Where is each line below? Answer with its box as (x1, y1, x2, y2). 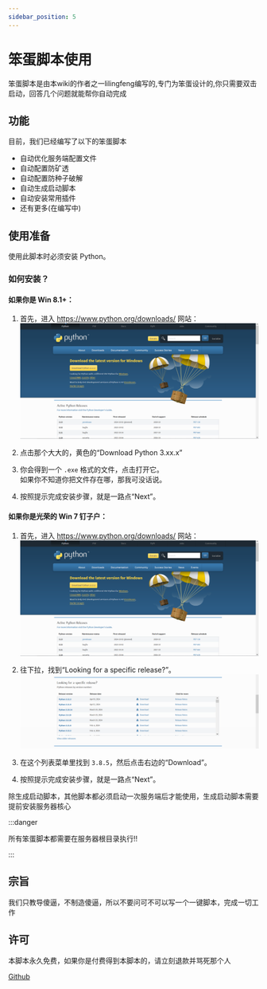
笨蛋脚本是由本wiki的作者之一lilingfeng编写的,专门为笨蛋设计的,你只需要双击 (8, 78, 257, 88)
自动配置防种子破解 (19, 174, 83, 183)
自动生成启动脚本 (19, 183, 76, 193)
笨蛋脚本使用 (8, 50, 93, 69)
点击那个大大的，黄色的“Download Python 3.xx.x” (19, 448, 183, 457)
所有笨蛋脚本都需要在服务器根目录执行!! (8, 834, 138, 843)
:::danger (8, 817, 38, 826)
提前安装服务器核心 (8, 801, 72, 810)
